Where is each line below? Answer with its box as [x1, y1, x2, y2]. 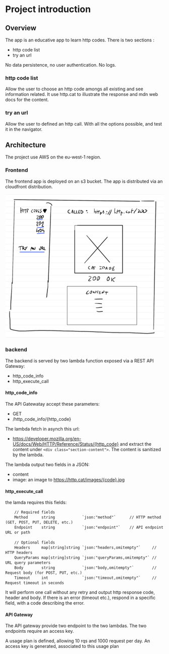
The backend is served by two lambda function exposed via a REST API [5, 357, 154, 364]
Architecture [5, 140, 46, 149]
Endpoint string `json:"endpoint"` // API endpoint [14, 525, 164, 530]
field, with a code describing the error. [5, 600, 85, 606]
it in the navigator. [5, 126, 43, 132]
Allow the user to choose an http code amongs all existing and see [5, 86, 144, 92]
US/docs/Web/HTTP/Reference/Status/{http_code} [12, 441, 119, 447]
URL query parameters [5, 560, 51, 566]
